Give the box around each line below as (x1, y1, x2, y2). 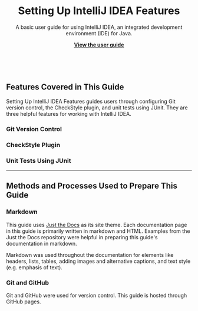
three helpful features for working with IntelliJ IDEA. (6, 110, 131, 117)
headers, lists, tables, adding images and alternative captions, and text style (6, 258, 191, 265)
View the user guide (74, 41, 124, 48)
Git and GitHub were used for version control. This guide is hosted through (6, 292, 187, 299)
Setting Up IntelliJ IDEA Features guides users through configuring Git (6, 98, 176, 105)
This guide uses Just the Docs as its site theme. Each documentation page (6, 221, 187, 228)
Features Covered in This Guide (6, 82, 124, 92)
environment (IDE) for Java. (65, 29, 133, 36)
